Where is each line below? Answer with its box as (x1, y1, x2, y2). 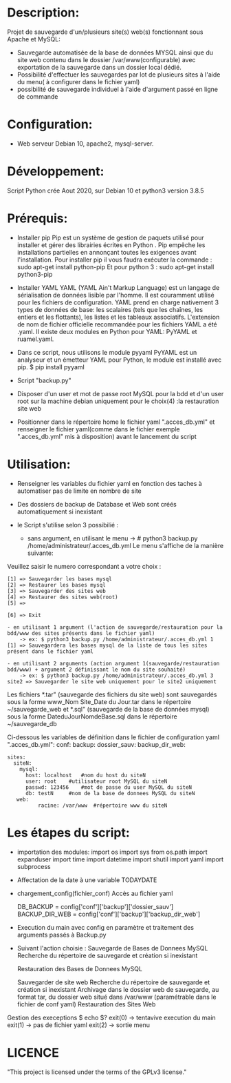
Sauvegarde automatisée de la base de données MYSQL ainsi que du (16, 48, 214, 57)
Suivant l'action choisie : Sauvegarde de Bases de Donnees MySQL (16, 944, 208, 952)
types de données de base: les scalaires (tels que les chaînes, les (16, 305, 203, 313)
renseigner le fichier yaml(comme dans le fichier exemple (16, 425, 180, 433)
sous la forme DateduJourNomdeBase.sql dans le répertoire (7, 712, 177, 721)
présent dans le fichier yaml (7, 647, 94, 655)
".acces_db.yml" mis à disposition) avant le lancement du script (16, 432, 197, 440)
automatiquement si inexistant (16, 507, 103, 516)
